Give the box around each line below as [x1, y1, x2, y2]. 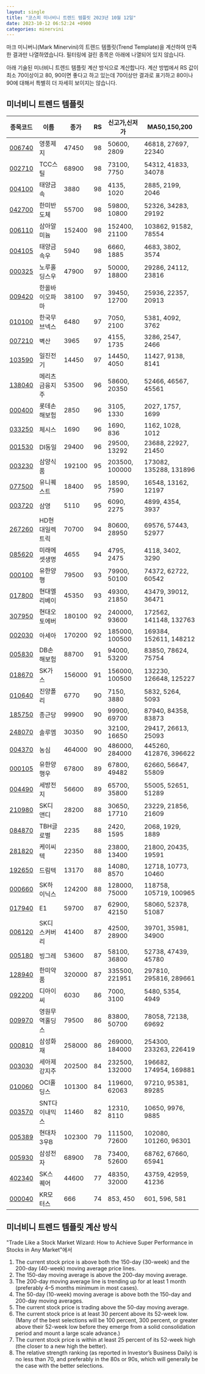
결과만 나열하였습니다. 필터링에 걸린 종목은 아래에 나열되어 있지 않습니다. [12, 51, 185, 59]
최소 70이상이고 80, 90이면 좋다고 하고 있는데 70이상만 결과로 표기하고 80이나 [6, 71, 193, 79]
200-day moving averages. [15, 1297, 84, 1304]
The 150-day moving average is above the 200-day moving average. [15, 1271, 188, 1278]
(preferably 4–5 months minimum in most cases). [15, 1284, 139, 1291]
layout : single [6, 9, 45, 15]
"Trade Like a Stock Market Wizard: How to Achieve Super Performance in [6, 1239, 193, 1246]
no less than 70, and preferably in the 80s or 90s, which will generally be [15, 1355, 198, 1362]
